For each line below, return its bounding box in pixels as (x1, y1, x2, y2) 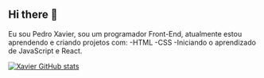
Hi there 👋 (8, 8, 58, 21)
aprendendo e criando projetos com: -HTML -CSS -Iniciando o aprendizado (8, 37, 257, 47)
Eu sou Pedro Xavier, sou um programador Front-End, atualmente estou (8, 29, 243, 38)
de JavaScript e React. (8, 45, 83, 56)
